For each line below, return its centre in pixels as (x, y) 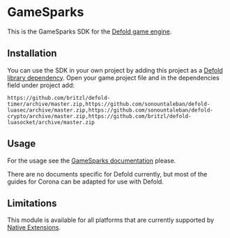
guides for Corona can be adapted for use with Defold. (85, 181)
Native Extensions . (34, 228)
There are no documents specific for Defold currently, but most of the (107, 174)
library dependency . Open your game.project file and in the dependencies (113, 77)
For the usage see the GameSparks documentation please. (92, 161)
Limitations (32, 203)
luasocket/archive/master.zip (51, 122)
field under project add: (41, 85)
